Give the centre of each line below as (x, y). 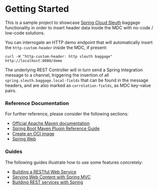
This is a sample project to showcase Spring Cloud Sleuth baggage (73, 22)
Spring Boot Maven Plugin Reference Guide (56, 128)
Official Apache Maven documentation (51, 124)
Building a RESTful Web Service (44, 171)
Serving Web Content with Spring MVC (51, 177)
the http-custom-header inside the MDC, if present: (56, 47)
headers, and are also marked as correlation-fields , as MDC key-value (78, 85)
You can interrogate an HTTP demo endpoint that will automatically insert (79, 42)
